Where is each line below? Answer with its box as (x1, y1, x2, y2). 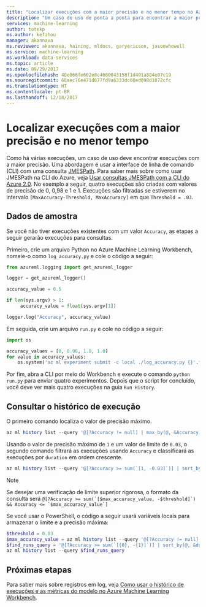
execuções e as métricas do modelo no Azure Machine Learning (6, 587, 169, 595)
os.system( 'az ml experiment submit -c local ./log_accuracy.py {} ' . (17, 359, 199, 365)
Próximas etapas (6, 565, 72, 575)
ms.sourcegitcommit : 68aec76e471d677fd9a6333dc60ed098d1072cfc (6, 77, 172, 83)
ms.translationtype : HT (6, 83, 67, 90)
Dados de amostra (6, 211, 78, 221)
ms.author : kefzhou (6, 32, 56, 38)
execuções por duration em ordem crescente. (6, 453, 123, 460)
